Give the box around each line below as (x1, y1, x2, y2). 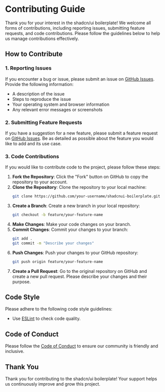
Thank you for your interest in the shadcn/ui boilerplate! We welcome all (5, 20, 151, 26)
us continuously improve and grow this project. (5, 381, 100, 387)
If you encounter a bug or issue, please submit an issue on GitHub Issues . (5, 76, 155, 82)
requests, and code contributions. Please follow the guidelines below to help (5, 30, 160, 36)
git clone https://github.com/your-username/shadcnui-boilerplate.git (12, 194, 161, 199)
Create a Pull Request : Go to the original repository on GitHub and (12, 268, 147, 274)
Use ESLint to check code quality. (12, 315, 81, 322)
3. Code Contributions (5, 153, 59, 160)
